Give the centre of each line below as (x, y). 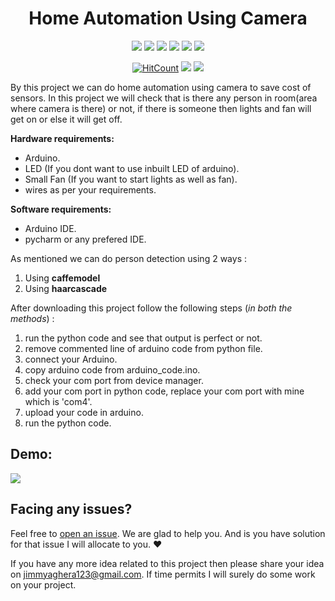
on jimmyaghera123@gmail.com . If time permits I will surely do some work (163, 574)
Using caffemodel (62, 278)
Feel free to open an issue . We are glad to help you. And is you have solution (168, 533)
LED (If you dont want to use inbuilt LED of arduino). (132, 168)
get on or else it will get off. (66, 119)
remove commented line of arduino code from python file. (143, 348)
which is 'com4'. (58, 401)
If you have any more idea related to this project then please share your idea (167, 563)
